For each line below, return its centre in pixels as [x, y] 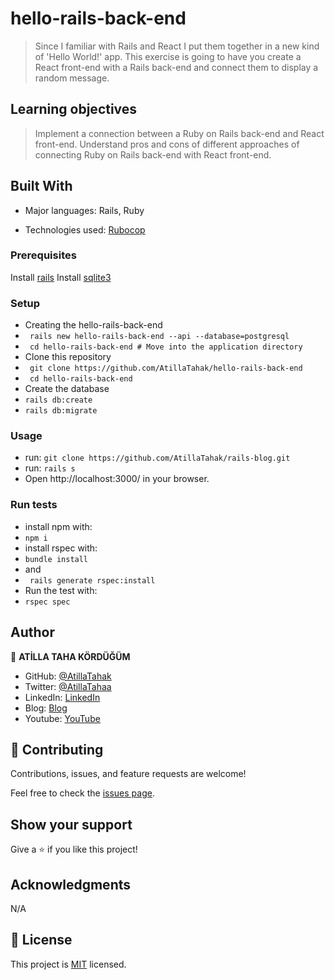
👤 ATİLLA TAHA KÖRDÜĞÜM [70, 656]
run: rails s [50, 468]
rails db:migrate [61, 411]
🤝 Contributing [57, 749]
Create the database [67, 389]
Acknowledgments [71, 884]
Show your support [71, 824]
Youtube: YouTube [62, 718]
